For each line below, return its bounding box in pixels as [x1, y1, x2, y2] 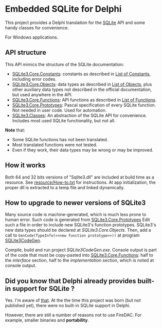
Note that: [5, 127, 25, 133]
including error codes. [12, 76, 57, 82]
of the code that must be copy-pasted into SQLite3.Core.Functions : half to [5, 252, 153, 258]
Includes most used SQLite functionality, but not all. [12, 117, 116, 123]
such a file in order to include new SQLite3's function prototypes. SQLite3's [5, 222, 157, 228]
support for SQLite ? [12, 284, 75, 293]
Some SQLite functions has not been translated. [12, 136, 108, 142]
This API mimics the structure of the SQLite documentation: [5, 61, 124, 67]
